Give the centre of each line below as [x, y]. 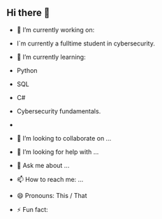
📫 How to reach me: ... [50, 179]
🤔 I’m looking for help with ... [58, 152]
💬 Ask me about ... [43, 165]
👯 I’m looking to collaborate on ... [64, 138]
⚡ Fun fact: [32, 209]
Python [27, 70]
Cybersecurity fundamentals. [59, 111]
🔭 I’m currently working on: [56, 29]
